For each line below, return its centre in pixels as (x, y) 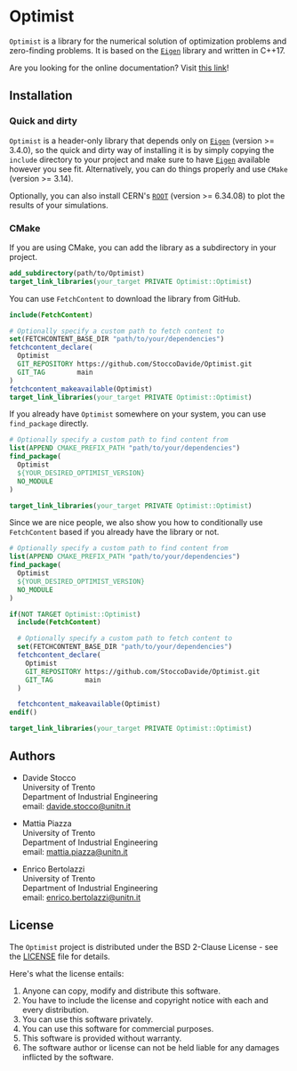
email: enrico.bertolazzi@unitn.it (81, 897)
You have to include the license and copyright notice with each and (145, 1000)
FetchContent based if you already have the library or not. (114, 532)
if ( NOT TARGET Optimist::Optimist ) (75, 614)
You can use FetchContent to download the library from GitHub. (125, 298)
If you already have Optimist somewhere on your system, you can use (138, 414)
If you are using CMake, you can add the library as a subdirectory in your (143, 247)
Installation (41, 96)
